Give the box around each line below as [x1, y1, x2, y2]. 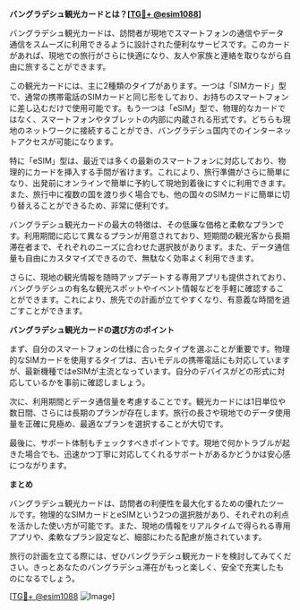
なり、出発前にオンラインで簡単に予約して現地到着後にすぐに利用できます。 [9, 178, 291, 188]
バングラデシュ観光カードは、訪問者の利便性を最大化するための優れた [9, 498, 269, 509]
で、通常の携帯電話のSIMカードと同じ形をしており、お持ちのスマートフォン [9, 91, 289, 102]
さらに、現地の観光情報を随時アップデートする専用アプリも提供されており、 [9, 272, 291, 282]
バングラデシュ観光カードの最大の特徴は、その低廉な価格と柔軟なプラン [9, 219, 277, 229]
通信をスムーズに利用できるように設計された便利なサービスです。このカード [9, 39, 291, 49]
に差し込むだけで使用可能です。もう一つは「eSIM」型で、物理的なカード [9, 103, 279, 113]
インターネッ [244, 125, 292, 135]
